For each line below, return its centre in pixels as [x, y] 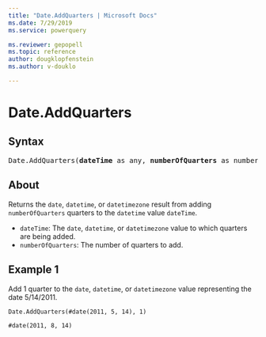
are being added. [47, 236]
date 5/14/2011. [33, 297]
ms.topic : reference [42, 52]
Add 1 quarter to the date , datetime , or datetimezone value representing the [130, 289]
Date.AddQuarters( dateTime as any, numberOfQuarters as [119, 160]
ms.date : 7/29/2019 [40, 23]
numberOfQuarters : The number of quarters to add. [101, 244]
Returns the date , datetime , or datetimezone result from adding [110, 204]
